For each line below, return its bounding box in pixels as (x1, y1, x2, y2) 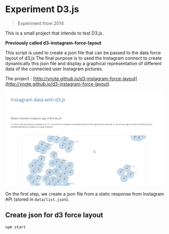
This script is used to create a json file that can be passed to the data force (5, 50, 161, 56)
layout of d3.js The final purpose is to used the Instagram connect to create (5, 55, 162, 61)
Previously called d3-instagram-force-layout (5, 39, 102, 46)
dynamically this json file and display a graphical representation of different (5, 60, 162, 66)
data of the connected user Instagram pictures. (5, 66, 103, 72)
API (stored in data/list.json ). (5, 196, 70, 202)
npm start (5, 225, 26, 230)
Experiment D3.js (5, 4, 79, 15)
